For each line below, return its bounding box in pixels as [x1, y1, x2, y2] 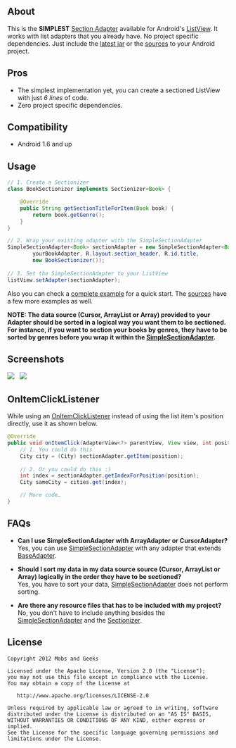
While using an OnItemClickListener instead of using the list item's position [7, 412, 223, 420]
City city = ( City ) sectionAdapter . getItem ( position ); [20, 452, 184, 460]
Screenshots [7, 353, 65, 365]
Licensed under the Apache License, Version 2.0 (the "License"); [7, 667, 206, 675]
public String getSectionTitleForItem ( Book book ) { [20, 204, 174, 212]
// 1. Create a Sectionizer [7, 179, 90, 186]
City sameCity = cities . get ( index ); [20, 479, 128, 486]
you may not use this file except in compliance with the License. [7, 673, 209, 680]
